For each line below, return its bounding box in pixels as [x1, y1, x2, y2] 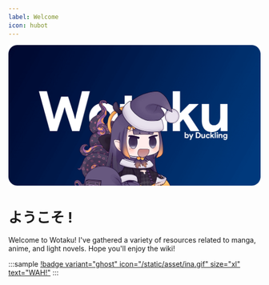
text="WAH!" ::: [8, 268, 59, 278]
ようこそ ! [8, 208, 74, 227]
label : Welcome [8, 13, 59, 21]
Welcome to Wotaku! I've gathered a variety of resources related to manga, [8, 235, 256, 245]
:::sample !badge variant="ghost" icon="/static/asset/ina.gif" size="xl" [8, 259, 241, 269]
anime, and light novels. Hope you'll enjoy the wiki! [8, 244, 175, 254]
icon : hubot [8, 21, 48, 30]
